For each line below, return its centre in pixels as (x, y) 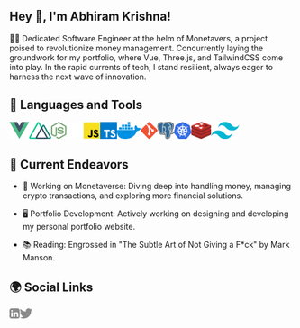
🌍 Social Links (51, 287)
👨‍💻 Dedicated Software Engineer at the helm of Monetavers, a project (139, 38)
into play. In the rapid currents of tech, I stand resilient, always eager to (141, 67)
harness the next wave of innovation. (78, 77)
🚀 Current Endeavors (69, 164)
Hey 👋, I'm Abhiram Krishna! (90, 17)
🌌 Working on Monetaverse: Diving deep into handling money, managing (156, 187)
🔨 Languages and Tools (76, 105)
